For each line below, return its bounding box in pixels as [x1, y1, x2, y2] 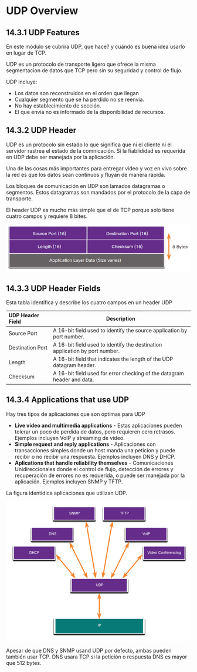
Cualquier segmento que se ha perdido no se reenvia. [14, 96, 145, 103]
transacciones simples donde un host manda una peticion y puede [14, 446, 176, 453]
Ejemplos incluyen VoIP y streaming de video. [14, 434, 125, 441]
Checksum [8, 373, 35, 380]
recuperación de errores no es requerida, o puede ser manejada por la [14, 472, 185, 479]
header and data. [53, 376, 94, 383]
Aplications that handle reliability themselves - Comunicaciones [14, 459, 174, 466]
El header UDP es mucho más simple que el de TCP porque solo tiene [6, 206, 175, 213]
